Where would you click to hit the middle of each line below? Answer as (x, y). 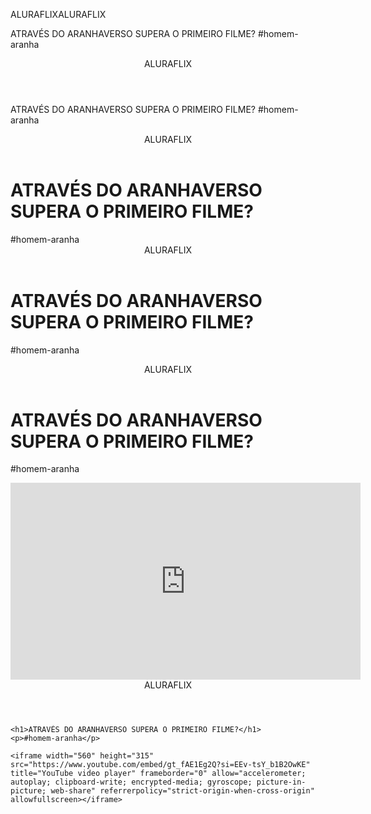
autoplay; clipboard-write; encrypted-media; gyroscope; (131, 782)
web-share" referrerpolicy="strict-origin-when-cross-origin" (182, 791)
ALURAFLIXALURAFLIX (58, 14)
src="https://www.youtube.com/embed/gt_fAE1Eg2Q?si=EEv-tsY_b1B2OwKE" (160, 765)
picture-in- (281, 782)
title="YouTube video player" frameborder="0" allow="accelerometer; (158, 774)
